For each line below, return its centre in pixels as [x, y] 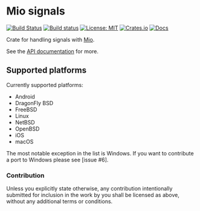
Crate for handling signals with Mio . [50, 39]
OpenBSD [27, 129]
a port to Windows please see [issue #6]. [57, 160]
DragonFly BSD [34, 103]
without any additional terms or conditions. [60, 201]
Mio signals [36, 11]
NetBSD [25, 122]
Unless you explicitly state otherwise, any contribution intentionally [89, 189]
